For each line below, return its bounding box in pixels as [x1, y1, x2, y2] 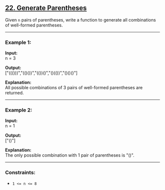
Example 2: [5, 107, 32, 114]
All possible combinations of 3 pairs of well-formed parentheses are [5, 85, 143, 91]
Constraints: [5, 169, 36, 176]
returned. [5, 90, 24, 96]
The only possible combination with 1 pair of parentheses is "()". [5, 152, 135, 158]
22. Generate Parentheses [5, 4, 87, 12]
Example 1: [5, 39, 31, 46]
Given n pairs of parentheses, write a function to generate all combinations [5, 17, 156, 23]
